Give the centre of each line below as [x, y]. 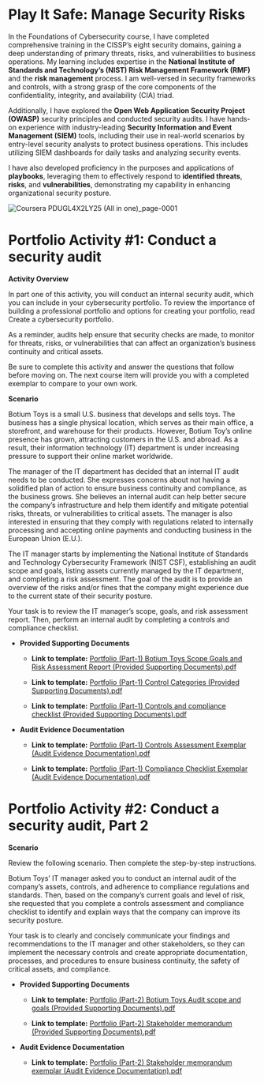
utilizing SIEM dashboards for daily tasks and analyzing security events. [125, 152]
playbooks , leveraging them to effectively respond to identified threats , [125, 176]
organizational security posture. [60, 193]
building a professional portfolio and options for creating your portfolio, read [132, 310]
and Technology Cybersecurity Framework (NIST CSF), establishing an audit [132, 562]
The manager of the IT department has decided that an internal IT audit [124, 471]
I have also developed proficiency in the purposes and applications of [121, 167]
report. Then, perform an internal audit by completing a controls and [119, 619]
